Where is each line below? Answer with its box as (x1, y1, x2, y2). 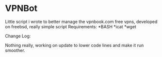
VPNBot (5, 3, 38, 14)
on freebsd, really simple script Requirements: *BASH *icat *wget (5, 23, 137, 29)
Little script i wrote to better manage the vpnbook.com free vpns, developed (5, 19, 158, 24)
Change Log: (5, 33, 31, 39)
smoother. (5, 47, 25, 53)
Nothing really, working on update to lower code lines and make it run (5, 42, 144, 48)
